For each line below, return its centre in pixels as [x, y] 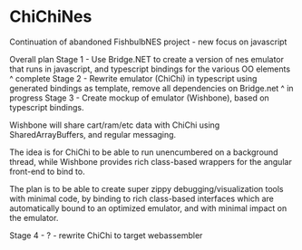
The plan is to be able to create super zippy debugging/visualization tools [146, 188]
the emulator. [34, 217]
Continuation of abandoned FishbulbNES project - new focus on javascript [148, 42]
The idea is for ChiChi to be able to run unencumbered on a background [144, 152]
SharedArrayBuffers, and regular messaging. [93, 134]
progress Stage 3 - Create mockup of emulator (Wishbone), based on [139, 98]
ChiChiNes [51, 17]
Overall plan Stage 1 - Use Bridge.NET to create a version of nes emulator [146, 59]
